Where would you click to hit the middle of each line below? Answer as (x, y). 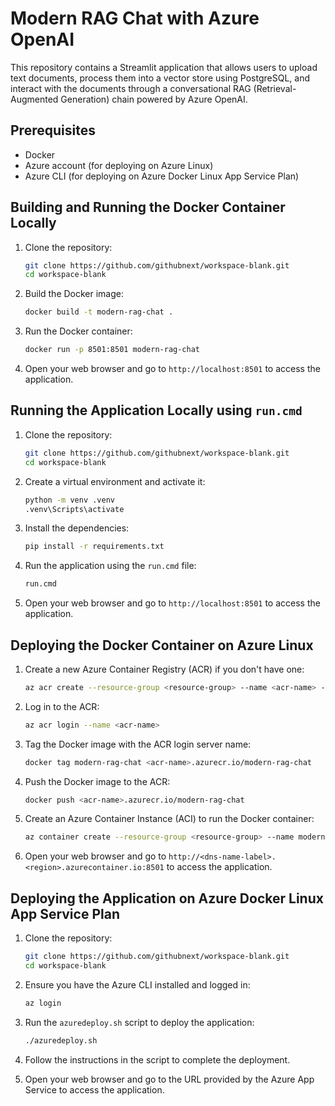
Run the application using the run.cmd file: (110, 566)
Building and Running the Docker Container (148, 207)
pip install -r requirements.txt (94, 547)
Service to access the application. (94, 1089)
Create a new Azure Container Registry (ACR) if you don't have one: (164, 669)
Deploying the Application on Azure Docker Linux (167, 898)
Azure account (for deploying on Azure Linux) (119, 165)
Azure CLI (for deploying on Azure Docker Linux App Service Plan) (162, 176)
